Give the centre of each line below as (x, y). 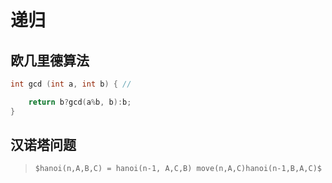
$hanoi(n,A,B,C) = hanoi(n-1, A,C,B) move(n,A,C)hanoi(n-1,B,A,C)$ (178, 169)
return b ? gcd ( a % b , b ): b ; (80, 102)
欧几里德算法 (50, 60)
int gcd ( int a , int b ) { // (71, 84)
